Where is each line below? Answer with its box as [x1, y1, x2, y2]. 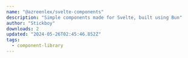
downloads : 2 [6, 25, 39, 32]
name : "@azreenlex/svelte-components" [6, 8, 104, 15]
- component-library [11, 43, 63, 49]
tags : [6, 37, 20, 43]
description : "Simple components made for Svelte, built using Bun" [6, 14, 183, 21]
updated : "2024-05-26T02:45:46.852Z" [6, 31, 102, 37]
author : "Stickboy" [6, 20, 56, 26]
